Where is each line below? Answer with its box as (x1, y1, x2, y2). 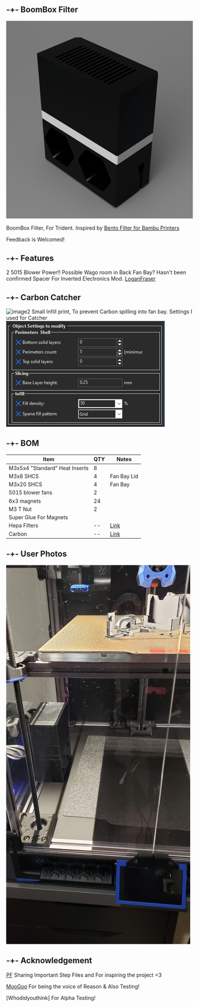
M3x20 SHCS (8, 481, 43, 488)
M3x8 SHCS (8, 472, 39, 480)
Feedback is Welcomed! (6, 236, 65, 243)
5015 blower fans (8, 489, 53, 496)
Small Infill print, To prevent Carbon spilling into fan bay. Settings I (31, 308, 192, 315)
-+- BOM (6, 438, 40, 449)
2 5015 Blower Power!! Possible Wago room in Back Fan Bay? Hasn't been (6, 269, 187, 276)
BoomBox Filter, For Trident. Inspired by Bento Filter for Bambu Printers (6, 224, 179, 231)
